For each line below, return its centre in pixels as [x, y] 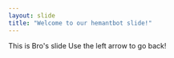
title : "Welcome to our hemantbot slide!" [80, 23]
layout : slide [32, 15]
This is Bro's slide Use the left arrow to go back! [87, 45]
